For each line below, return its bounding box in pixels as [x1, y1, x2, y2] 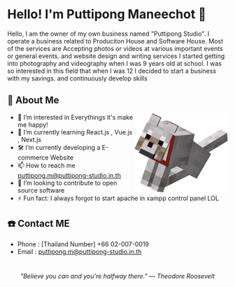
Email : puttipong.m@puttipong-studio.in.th [17, 247, 142, 255]
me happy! [17, 120, 49, 129]
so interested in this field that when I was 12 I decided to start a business [7, 66, 217, 75]
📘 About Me [7, 94, 59, 106]
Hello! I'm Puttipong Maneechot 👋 [7, 6, 206, 22]
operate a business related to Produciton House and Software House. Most [7, 36, 224, 45]
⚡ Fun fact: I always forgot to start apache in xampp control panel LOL [17, 194, 219, 202]
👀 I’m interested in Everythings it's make [17, 113, 134, 121]
